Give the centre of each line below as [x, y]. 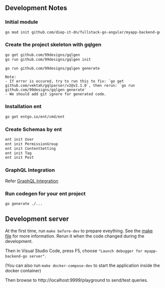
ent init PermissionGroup [31, 144]
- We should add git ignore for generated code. [56, 94]
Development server [37, 219]
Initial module [22, 22]
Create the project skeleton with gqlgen [53, 45]
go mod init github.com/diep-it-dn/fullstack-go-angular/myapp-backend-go [83, 32]
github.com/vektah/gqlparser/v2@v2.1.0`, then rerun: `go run [70, 86]
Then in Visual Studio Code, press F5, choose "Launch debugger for [74, 251]
